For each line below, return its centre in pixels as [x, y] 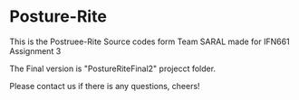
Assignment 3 [35, 50]
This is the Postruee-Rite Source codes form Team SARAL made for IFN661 [149, 41]
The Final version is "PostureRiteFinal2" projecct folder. [112, 68]
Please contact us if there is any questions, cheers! [105, 86]
